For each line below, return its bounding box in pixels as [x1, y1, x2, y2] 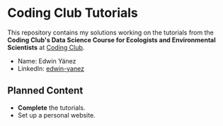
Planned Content [7, 84, 84, 96]
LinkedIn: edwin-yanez [17, 64, 85, 73]
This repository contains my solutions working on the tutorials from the [7, 28, 214, 37]
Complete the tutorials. [17, 103, 86, 112]
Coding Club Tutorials [7, 5, 138, 21]
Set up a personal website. [17, 111, 96, 119]
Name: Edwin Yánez [17, 56, 76, 65]
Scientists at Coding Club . [7, 43, 85, 51]
